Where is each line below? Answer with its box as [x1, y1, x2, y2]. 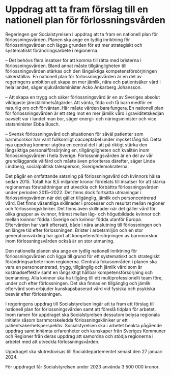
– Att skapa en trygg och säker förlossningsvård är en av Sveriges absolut [5, 94, 160, 100]
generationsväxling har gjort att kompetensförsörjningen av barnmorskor [5, 232, 158, 238]
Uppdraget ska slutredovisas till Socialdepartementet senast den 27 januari [5, 348, 163, 354]
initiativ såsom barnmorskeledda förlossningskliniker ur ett [5, 317, 128, 323]
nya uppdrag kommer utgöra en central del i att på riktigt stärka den [5, 141, 148, 148]
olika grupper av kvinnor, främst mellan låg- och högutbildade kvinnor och [5, 211, 161, 217]
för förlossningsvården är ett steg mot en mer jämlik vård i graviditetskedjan [5, 110, 164, 116]
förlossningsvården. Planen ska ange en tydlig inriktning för [5, 37, 130, 43]
